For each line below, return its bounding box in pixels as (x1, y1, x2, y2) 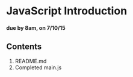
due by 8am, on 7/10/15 (6, 24, 66, 31)
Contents (6, 42, 42, 52)
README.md (14, 57, 47, 64)
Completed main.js (14, 64, 62, 71)
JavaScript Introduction (6, 4, 128, 18)
